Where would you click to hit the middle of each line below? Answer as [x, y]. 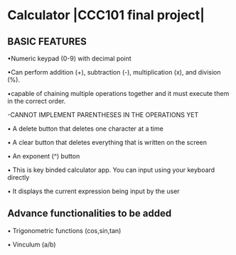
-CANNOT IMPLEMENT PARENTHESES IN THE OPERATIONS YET [103, 115]
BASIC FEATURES [47, 42]
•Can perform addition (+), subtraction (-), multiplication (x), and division [114, 72]
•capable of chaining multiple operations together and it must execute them [118, 93]
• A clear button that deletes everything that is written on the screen [107, 142]
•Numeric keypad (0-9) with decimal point [69, 58]
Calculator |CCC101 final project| [106, 15]
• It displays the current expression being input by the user [93, 191]
